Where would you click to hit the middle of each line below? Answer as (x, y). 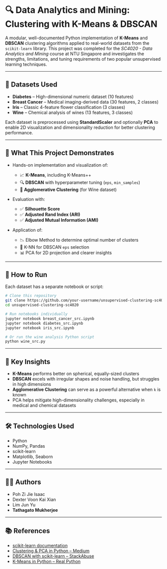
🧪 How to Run (26, 275)
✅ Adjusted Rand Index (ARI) (50, 214)
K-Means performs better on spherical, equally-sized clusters (76, 374)
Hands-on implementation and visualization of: (60, 165)
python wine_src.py (25, 342)
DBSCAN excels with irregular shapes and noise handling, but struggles (86, 379)
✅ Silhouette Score (40, 209)
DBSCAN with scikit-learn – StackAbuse (53, 556)
